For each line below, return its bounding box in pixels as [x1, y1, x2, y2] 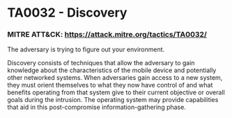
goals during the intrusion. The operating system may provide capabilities [7, 96, 219, 104]
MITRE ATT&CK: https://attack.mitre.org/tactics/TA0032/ [7, 30, 208, 40]
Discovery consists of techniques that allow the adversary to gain [7, 59, 195, 67]
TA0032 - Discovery [7, 5, 127, 21]
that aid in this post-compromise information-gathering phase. [7, 103, 186, 112]
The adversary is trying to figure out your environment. [7, 45, 165, 53]
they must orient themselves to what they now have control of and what [7, 81, 213, 90]
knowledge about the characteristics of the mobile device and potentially [7, 66, 217, 74]
